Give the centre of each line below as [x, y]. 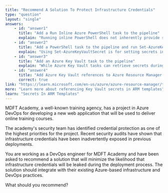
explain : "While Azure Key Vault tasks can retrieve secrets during [91, 66]
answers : [14, 24]
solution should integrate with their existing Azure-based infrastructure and [83, 170]
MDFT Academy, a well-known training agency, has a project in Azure [77, 108]
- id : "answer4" [31, 71]
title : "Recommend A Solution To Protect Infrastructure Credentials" [80, 10]
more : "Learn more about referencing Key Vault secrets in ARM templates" [85, 89]
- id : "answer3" [31, 56]
